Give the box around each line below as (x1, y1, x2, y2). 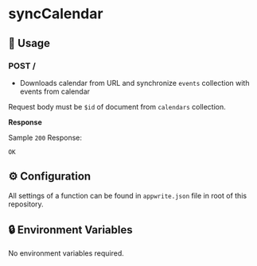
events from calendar (19, 87, 90, 96)
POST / (8, 60, 36, 71)
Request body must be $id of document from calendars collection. (8, 102, 227, 111)
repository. (8, 199, 44, 209)
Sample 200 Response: (8, 133, 82, 142)
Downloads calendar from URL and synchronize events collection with (19, 78, 250, 87)
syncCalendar (8, 5, 103, 23)
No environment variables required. (8, 248, 125, 258)
